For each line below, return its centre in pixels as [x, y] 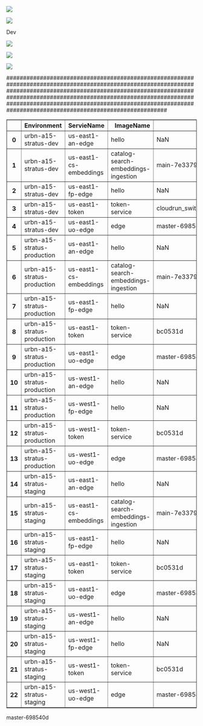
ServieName [86, 126]
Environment [43, 126]
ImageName [132, 126]
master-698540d [28, 718]
